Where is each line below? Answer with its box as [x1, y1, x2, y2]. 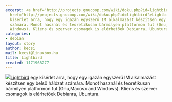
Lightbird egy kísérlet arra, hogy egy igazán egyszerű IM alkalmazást [10, 75, 156, 81]
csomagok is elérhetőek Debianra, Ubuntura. [5, 91, 100, 97]
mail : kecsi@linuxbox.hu [5, 50, 58, 55]
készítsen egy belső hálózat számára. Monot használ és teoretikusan [5, 80, 150, 86]
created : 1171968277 [5, 60, 50, 65]
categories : [5, 31, 31, 36]
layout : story [5, 41, 36, 46]
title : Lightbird [5, 55, 42, 60]
